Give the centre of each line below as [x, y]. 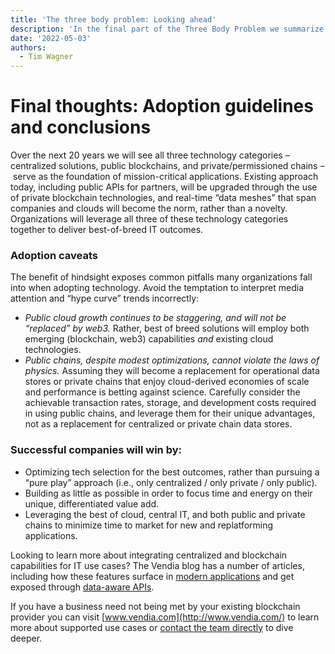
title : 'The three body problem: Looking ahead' [113, 19]
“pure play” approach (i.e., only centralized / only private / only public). [171, 482]
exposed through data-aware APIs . [82, 587]
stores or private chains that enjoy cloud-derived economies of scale [167, 382]
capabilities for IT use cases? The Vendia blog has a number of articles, [157, 565]
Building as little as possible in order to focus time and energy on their [168, 493]
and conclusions [81, 127]
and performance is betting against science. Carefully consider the [162, 392]
